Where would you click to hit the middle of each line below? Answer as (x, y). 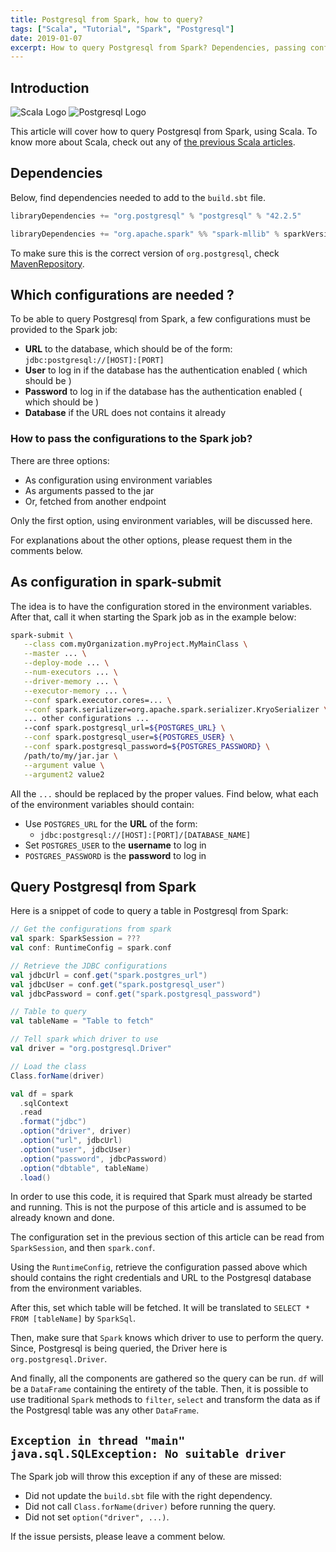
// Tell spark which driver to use (84, 1039)
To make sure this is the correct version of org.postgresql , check (145, 253)
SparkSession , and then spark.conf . (83, 1248)
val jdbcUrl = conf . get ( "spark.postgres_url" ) (109, 975)
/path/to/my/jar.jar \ (70, 756)
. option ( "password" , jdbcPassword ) (93, 1159)
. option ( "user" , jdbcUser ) (75, 1149)
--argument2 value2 (64, 774)
